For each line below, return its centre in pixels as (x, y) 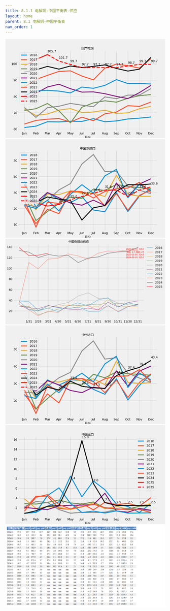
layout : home (19, 16)
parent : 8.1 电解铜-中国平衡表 (35, 21)
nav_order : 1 (19, 27)
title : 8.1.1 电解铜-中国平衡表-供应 (41, 11)
